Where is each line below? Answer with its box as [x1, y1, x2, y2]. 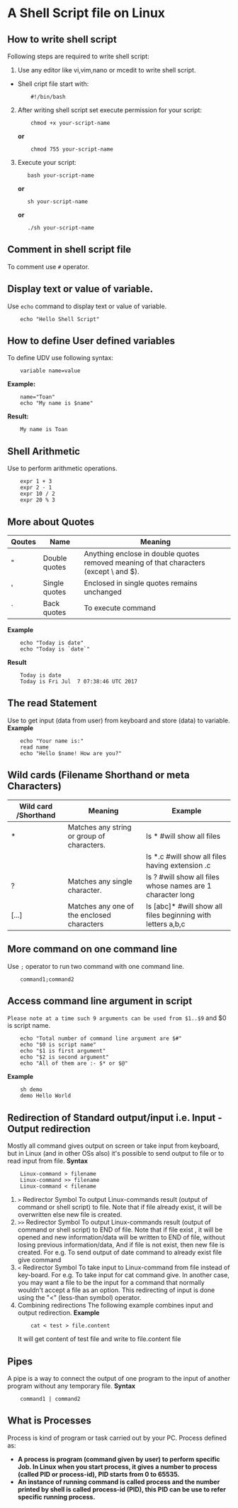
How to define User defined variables [7, 335, 176, 347]
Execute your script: [17, 158, 76, 166]
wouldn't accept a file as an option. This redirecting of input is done [17, 1286, 215, 1294]
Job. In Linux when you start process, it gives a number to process [17, 1462, 217, 1471]
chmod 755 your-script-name [30, 146, 113, 153]
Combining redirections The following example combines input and [17, 1301, 214, 1310]
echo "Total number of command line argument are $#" [20, 1035, 182, 1042]
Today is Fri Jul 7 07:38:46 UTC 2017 [20, 678, 138, 685]
